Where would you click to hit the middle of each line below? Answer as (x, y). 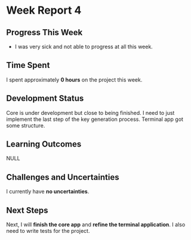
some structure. (26, 125)
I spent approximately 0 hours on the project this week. (74, 80)
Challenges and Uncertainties (63, 177)
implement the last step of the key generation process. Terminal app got (95, 119)
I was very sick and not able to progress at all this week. (84, 46)
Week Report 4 (44, 10)
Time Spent (28, 65)
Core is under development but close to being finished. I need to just (90, 113)
